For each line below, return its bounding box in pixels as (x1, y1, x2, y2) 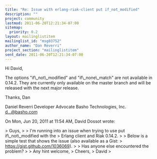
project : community (5, 16, 45, 21)
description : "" (5, 12, 38, 16)
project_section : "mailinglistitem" (5, 48, 79, 52)
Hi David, (5, 65, 23, 71)
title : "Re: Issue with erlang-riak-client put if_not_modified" (5, 7, 140, 12)
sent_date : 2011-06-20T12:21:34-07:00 (5, 52, 83, 57)
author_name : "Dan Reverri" (5, 43, 62, 48)
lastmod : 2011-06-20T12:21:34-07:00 (5, 20, 79, 26)
